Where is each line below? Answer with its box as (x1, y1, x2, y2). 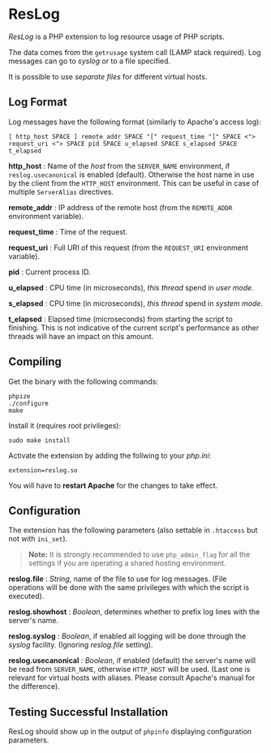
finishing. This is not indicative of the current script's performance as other (8, 322, 260, 333)
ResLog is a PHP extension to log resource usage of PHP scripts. (8, 32, 225, 41)
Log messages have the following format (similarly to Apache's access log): (8, 117, 262, 127)
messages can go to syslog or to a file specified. (8, 56, 171, 66)
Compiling (8, 355, 62, 369)
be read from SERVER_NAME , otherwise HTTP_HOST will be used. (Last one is (8, 665, 251, 674)
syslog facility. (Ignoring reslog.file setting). (8, 640, 153, 650)
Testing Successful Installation (8, 705, 169, 719)
